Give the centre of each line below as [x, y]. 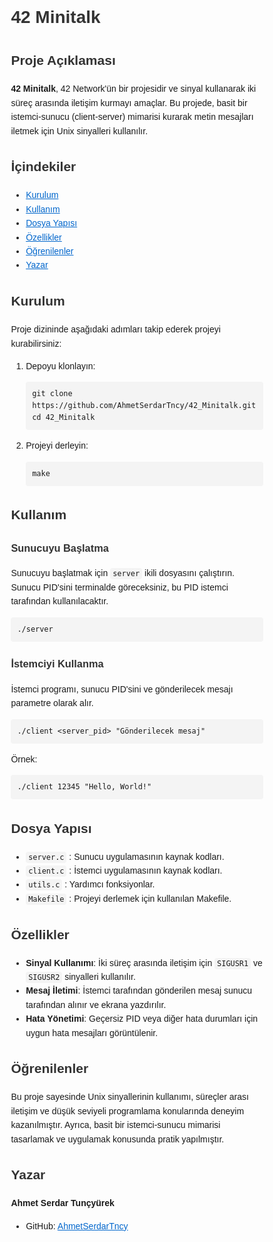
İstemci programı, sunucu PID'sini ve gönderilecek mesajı [122, 689]
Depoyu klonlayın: [60, 366]
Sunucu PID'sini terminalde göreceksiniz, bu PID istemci [119, 587]
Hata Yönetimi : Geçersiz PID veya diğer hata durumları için [142, 1019]
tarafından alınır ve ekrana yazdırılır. [96, 1004]
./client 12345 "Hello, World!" [84, 787]
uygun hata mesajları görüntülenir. [92, 1032]
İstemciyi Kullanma [57, 664]
